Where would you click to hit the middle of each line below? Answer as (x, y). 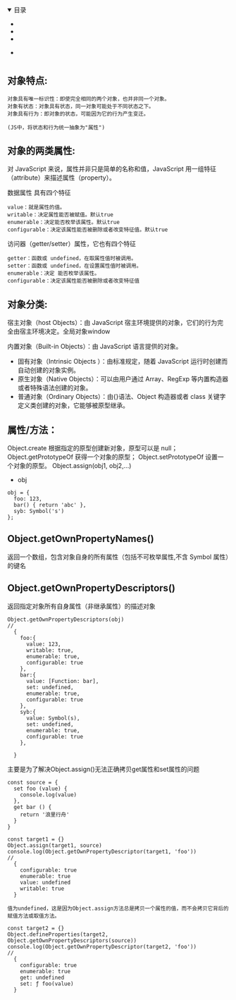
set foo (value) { (41, 789)
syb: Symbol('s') (39, 512)
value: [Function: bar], (62, 681)
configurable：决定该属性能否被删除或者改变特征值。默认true (88, 230)
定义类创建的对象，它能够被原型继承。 (73, 405)
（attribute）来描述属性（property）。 (62, 178)
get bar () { (33, 807)
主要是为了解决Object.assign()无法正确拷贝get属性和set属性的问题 (104, 769)
